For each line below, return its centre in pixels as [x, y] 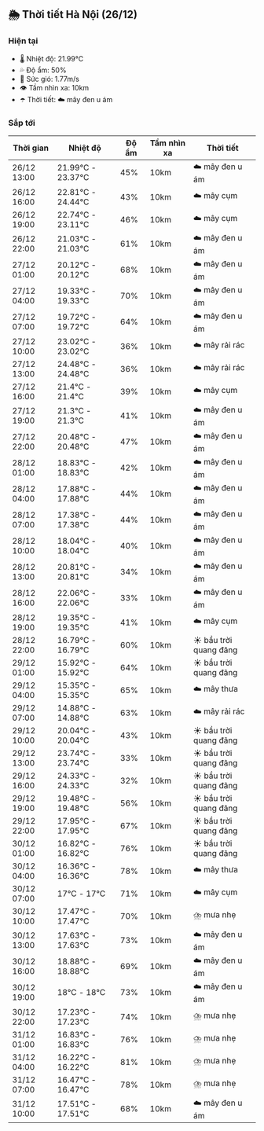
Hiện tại [23, 41]
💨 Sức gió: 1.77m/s [49, 79]
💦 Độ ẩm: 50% [43, 70]
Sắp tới [22, 123]
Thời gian [31, 148]
